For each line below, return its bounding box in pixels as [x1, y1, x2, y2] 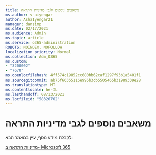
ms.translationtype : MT [5, 82, 56, 87]
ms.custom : [5, 59, 28, 64]
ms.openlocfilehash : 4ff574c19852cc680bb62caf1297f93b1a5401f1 [5, 73, 141, 78]
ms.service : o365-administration [5, 40, 76, 45]
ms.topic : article [5, 36, 44, 41]
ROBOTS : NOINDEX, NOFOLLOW [5, 45, 62, 50]
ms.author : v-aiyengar [5, 12, 53, 17]
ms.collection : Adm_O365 [5, 54, 58, 59]
